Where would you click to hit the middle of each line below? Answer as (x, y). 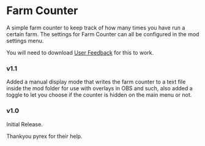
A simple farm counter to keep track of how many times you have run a (96, 28)
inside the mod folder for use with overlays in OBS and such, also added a (99, 88)
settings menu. (25, 40)
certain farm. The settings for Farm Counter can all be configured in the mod (103, 34)
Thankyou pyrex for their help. (44, 136)
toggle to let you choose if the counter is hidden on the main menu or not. (99, 95)
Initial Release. (24, 124)
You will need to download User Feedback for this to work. (80, 52)
